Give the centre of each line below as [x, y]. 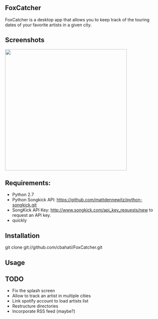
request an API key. [31, 215]
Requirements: [28, 183]
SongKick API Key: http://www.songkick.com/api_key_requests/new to [82, 210]
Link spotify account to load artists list [50, 301]
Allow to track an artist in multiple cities [51, 296]
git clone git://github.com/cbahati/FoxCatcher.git [54, 247]
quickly [19, 221]
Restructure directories [35, 306]
